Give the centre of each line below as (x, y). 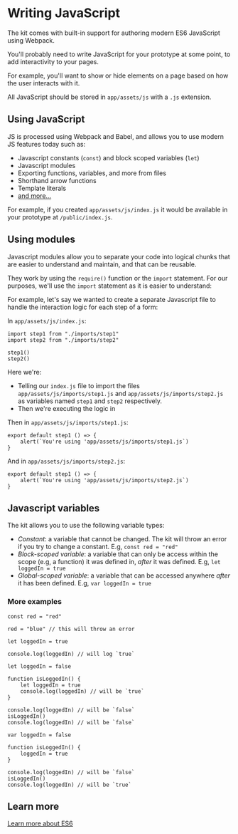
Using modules (42, 240)
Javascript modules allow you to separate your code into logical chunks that (119, 256)
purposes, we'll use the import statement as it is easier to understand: (109, 286)
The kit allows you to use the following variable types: (86, 526)
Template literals (42, 188)
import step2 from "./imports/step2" (63, 340)
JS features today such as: (47, 144)
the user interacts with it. (44, 83)
